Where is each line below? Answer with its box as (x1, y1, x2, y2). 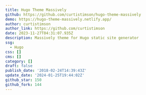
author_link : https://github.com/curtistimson (5, 26, 105, 31)
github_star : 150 (5, 77, 42, 82)
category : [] (5, 59, 33, 64)
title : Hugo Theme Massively (5, 7, 67, 13)
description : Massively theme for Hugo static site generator (5, 36, 139, 41)
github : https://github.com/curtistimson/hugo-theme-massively (5, 12, 141, 17)
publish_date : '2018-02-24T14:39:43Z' (5, 68, 87, 73)
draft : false (5, 63, 33, 68)
